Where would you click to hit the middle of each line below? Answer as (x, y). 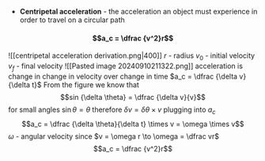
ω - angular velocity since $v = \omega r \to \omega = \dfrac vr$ (114, 136)
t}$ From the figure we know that (85, 84)
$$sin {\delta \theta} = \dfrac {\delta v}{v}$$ (133, 97)
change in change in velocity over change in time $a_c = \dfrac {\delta (123, 76)
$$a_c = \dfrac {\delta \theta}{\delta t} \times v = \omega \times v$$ (133, 124)
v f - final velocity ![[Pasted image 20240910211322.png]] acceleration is (126, 67)
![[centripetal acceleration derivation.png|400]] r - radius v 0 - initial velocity (132, 56)
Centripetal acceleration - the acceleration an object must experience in (138, 11)
